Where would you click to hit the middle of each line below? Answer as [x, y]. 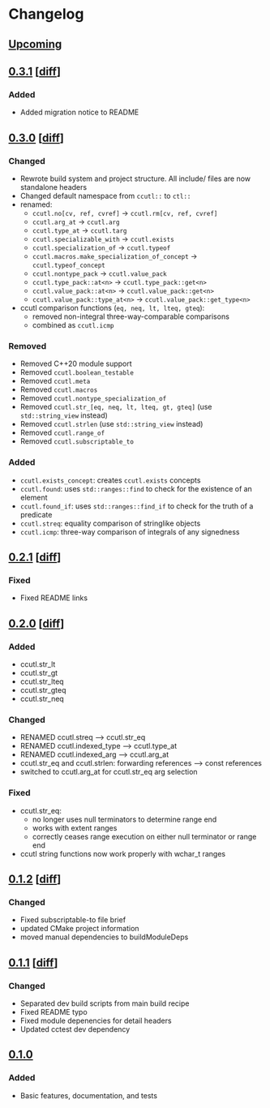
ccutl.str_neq [42, 698]
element [34, 497]
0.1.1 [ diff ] [33, 962]
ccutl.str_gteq [43, 689]
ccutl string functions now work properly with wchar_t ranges [122, 853]
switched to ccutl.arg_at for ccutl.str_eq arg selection [109, 772]
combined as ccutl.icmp [73, 324]
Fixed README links [54, 598]
